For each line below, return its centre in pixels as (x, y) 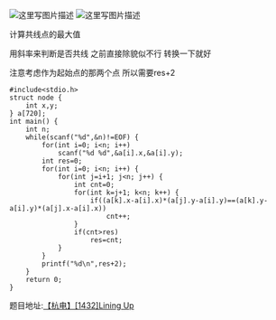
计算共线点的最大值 (45, 34)
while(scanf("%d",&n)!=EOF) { (83, 137)
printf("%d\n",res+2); (84, 264)
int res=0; (62, 161)
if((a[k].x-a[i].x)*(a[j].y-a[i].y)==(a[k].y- (179, 201)
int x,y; (42, 106)
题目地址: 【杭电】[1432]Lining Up (72, 306)
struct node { (36, 98)
